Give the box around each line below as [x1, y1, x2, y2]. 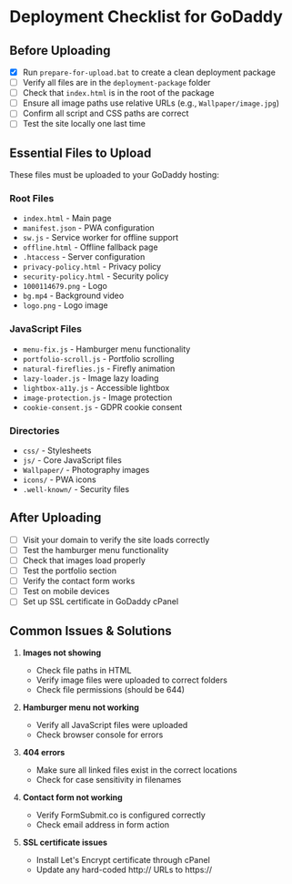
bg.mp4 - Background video [22, 290, 125, 302]
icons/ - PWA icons [22, 474, 97, 485]
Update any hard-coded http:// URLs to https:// [35, 864, 213, 876]
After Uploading [9, 510, 102, 526]
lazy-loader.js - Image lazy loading [22, 372, 159, 384]
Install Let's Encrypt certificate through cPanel [35, 855, 211, 866]
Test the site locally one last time [22, 118, 146, 129]
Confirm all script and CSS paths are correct [22, 108, 189, 119]
